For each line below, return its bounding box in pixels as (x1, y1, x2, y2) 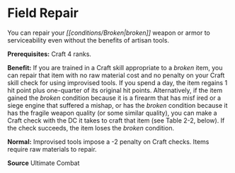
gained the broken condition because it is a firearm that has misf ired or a (7, 94, 222, 102)
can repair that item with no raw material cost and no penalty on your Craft (7, 71, 225, 79)
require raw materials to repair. (7, 145, 97, 153)
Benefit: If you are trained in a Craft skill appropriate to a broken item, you (7, 63, 223, 72)
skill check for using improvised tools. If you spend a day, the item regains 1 (7, 78, 228, 86)
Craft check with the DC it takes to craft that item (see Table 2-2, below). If (7, 116, 225, 125)
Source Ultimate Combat (7, 158, 80, 167)
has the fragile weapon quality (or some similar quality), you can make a (7, 108, 217, 117)
